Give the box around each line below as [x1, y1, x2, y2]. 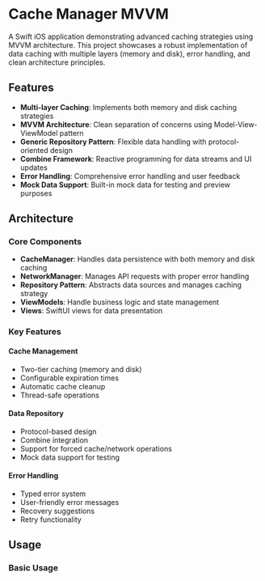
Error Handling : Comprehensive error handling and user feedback [19, 171, 241, 180]
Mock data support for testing [19, 452, 120, 462]
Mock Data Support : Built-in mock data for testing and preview [19, 180, 231, 189]
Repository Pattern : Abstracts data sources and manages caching [19, 280, 242, 290]
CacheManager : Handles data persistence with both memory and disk [19, 254, 255, 264]
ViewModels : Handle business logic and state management [19, 297, 220, 307]
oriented [19, 145, 48, 155]
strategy [19, 289, 48, 299]
